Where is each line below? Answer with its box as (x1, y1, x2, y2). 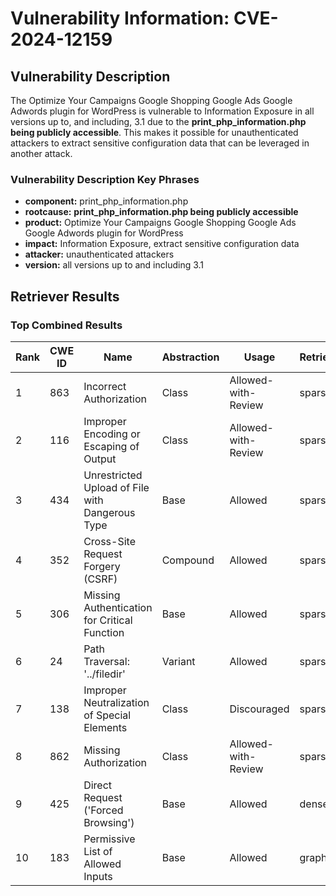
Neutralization (83, 695, 150, 709)
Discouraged (229, 702, 290, 716)
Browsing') (83, 815, 135, 829)
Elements (83, 720, 128, 734)
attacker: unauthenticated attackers (24, 248, 175, 261)
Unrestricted (83, 468, 143, 482)
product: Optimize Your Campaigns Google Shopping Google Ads (24, 217, 297, 229)
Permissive (83, 832, 136, 846)
